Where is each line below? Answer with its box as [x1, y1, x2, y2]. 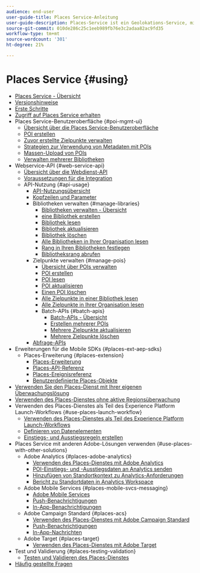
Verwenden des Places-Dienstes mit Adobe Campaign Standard [32, 516, 190, 523]
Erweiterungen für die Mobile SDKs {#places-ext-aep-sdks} [14, 345, 162, 352]
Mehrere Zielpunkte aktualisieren [50, 326, 131, 333]
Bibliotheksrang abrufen [41, 251, 101, 258]
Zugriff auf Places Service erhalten [14, 111, 101, 118]
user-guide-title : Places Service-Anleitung [6, 14, 118, 20]
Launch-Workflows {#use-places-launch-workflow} [14, 408, 142, 415]
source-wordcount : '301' [6, 36, 68, 42]
